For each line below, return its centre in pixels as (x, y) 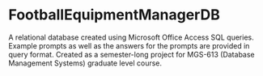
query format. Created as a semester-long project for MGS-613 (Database (131, 54)
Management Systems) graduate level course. (85, 63)
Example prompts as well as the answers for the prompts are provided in (129, 45)
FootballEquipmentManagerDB (114, 15)
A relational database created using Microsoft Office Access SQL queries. (131, 37)
